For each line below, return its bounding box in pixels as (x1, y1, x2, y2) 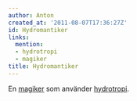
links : (8, 33, 30, 41)
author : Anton (8, 11, 55, 20)
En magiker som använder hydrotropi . (8, 84, 129, 93)
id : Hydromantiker (8, 26, 68, 34)
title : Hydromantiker (8, 63, 79, 70)
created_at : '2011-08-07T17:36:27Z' (8, 19, 128, 27)
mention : (15, 41, 44, 49)
